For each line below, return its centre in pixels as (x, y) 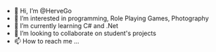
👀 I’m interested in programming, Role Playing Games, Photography (111, 18)
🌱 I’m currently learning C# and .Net (66, 26)
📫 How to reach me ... (46, 41)
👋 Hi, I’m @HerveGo (43, 11)
